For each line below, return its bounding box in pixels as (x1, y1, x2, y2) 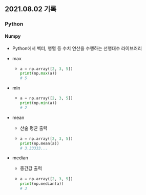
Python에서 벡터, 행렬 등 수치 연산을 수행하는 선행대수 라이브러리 (12, 45, 142, 51)
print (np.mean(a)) (19, 141, 59, 146)
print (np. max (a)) (19, 71, 57, 76)
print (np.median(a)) (19, 181, 64, 186)
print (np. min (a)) (19, 101, 57, 106)
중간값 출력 (19, 165, 42, 172)
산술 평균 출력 (19, 125, 48, 131)
